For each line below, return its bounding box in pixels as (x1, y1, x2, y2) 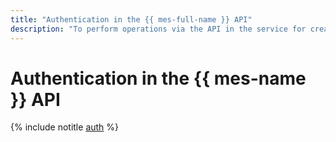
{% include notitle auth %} (10, 121, 120, 133)
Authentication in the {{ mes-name (10, 67, 307, 90)
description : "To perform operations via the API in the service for (10, 24, 307, 34)
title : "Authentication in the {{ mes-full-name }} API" (10, 14, 253, 25)
